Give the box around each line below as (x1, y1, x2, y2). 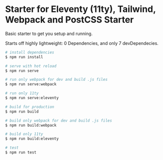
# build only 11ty (5, 132, 43, 137)
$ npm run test (5, 150, 37, 155)
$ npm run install (5, 54, 43, 59)
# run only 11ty (5, 91, 39, 96)
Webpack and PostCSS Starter (5, 14, 134, 25)
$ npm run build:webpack (5, 123, 57, 128)
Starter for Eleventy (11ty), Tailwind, (5, 3, 156, 15)
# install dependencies (5, 50, 55, 55)
